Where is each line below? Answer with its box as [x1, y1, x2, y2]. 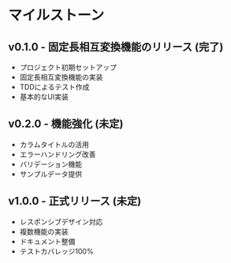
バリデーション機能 [19, 159, 83, 169]
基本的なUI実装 [19, 92, 69, 102]
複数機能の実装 [19, 227, 69, 236]
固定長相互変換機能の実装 [19, 72, 103, 82]
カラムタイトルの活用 [19, 139, 89, 149]
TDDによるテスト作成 [19, 83, 90, 91]
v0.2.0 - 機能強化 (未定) [8, 117, 124, 131]
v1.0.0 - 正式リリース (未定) [8, 194, 142, 208]
